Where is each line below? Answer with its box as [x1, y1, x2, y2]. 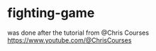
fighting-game [7, 5, 95, 21]
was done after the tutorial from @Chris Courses [7, 28, 150, 37]
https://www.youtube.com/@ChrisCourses [7, 35, 132, 44]
